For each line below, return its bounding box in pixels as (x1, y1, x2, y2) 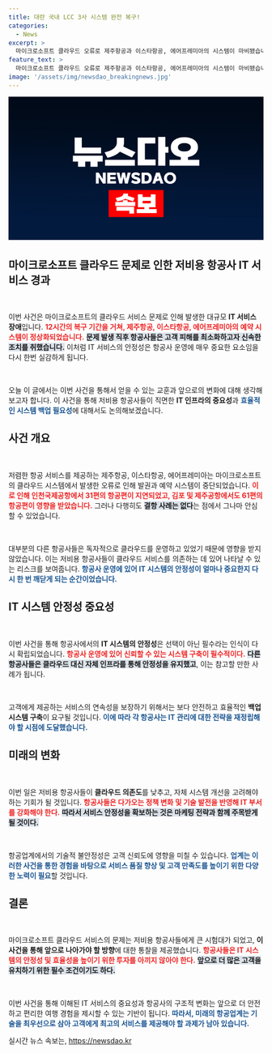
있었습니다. (25, 510, 61, 520)
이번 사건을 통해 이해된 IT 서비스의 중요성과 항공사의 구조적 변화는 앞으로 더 (8, 999, 246, 1008)
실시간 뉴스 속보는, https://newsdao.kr (8, 1036, 132, 1046)
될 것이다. (8, 817, 39, 827)
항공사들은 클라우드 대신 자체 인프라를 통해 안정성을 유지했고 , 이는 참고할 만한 (8, 659, 250, 668)
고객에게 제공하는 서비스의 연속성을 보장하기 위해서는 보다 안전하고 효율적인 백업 (8, 701, 261, 712)
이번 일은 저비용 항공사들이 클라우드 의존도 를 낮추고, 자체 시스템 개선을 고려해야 (8, 787, 259, 797)
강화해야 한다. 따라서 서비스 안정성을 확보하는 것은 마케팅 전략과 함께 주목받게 (16, 807, 258, 817)
